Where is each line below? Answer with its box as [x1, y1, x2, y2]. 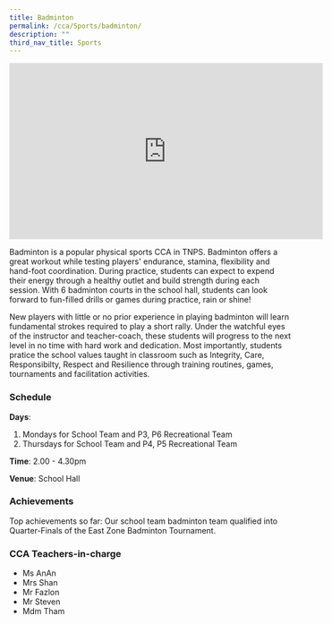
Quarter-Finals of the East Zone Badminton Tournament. [9, 525, 217, 535]
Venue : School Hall [9, 473, 81, 483]
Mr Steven [21, 596, 61, 607]
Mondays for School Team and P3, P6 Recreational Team [21, 429, 233, 440]
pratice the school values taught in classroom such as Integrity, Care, [9, 350, 265, 361]
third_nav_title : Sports [9, 38, 102, 47]
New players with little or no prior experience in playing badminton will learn [9, 312, 289, 322]
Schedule [9, 391, 52, 404]
